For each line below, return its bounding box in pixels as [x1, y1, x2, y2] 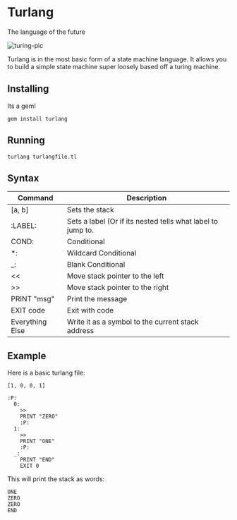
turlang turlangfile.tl [7, 153, 78, 160]
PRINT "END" [20, 456, 55, 464]
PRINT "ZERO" [20, 413, 59, 421]
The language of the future [7, 28, 86, 36]
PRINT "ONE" [20, 438, 55, 445]
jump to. [66, 225, 94, 235]
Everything [11, 317, 47, 327]
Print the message [66, 294, 128, 304]
